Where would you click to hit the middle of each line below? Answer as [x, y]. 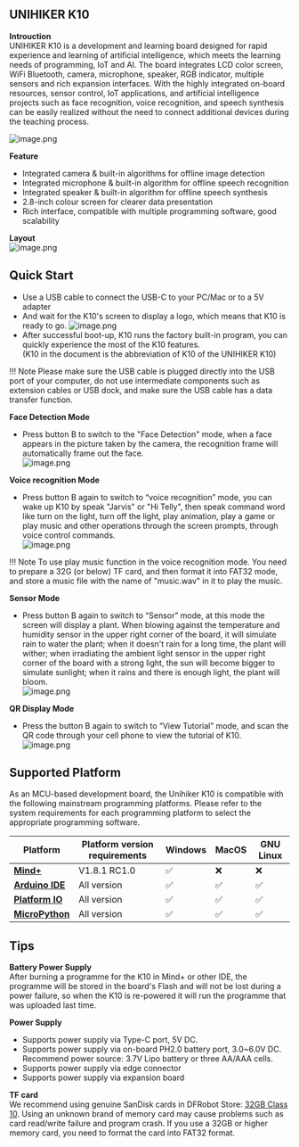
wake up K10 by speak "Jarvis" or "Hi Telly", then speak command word [154, 507]
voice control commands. [69, 535]
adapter [36, 306]
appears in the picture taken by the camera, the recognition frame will [150, 443]
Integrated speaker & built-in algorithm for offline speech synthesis [145, 192]
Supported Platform [65, 773]
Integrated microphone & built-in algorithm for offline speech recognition [155, 183]
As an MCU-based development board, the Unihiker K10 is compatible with [146, 794]
